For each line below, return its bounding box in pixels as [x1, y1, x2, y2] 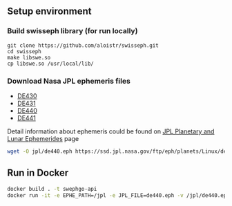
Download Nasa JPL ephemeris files [7, 76, 131, 86]
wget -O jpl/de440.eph [7, 148, 72, 155]
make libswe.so [7, 54, 51, 61]
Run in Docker [7, 167, 69, 179]
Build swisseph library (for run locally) [7, 26, 138, 36]
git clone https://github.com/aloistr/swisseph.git [7, 41, 159, 49]
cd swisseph [7, 48, 41, 55]
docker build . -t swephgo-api [7, 185, 97, 192]
